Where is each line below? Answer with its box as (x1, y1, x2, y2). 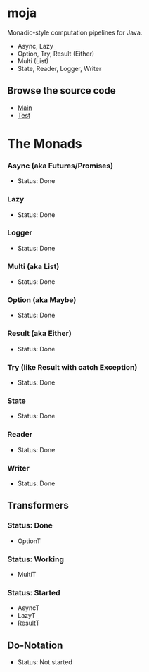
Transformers (7, 499, 69, 511)
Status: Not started (17, 658, 72, 666)
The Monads (7, 135, 82, 151)
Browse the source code (7, 85, 116, 97)
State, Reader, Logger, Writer (17, 64, 102, 73)
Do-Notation (7, 639, 63, 651)
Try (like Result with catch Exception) (7, 362, 138, 372)
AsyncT (17, 604, 40, 612)
